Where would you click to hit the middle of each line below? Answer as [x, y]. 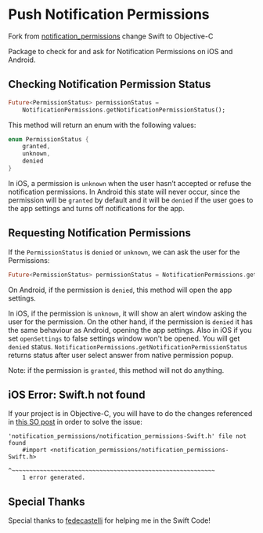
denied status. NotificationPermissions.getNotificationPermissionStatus [128, 346]
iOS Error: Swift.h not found [77, 394]
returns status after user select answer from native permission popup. [121, 355]
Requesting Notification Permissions [100, 233]
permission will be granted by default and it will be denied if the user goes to [131, 200]
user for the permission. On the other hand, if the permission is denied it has [130, 321]
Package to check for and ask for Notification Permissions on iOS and [121, 51]
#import [34, 450]
